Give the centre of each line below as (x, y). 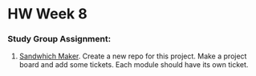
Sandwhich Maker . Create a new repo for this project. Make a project (133, 56)
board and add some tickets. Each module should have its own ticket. (134, 65)
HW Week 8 (47, 14)
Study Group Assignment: (59, 39)
